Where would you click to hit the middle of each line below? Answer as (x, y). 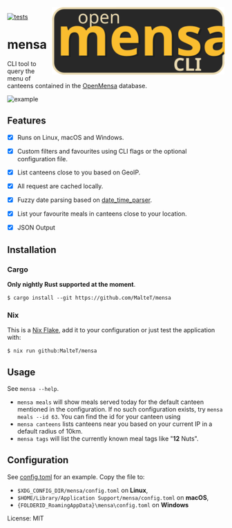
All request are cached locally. (60, 186)
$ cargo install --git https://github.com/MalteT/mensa (89, 298)
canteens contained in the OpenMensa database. (77, 85)
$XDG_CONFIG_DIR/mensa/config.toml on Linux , (83, 490)
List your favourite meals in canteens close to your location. (102, 214)
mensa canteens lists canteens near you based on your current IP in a (115, 424)
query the (21, 71)
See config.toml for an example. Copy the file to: (76, 477)
